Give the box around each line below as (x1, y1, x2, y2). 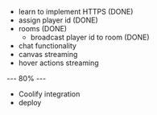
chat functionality (18, 41, 77, 51)
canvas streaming (18, 50, 78, 59)
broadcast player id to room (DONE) (30, 32, 150, 42)
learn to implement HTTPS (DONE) (18, 7, 134, 16)
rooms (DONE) (18, 24, 68, 33)
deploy (18, 98, 42, 107)
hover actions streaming (18, 58, 99, 68)
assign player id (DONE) (18, 15, 99, 25)
